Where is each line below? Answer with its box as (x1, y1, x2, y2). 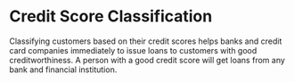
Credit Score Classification (9, 6, 213, 27)
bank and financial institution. (9, 64, 118, 75)
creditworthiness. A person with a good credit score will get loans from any (9, 54, 285, 65)
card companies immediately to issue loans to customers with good (9, 45, 257, 55)
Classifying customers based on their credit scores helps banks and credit (9, 36, 282, 46)
